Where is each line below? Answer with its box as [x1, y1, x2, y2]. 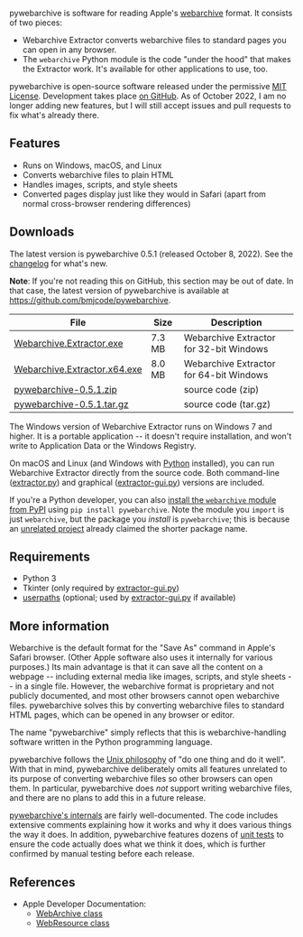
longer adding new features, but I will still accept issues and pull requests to [9, 100, 291, 111]
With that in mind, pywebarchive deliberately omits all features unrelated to [9, 764, 288, 775]
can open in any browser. [22, 44, 117, 55]
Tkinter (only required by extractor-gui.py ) [22, 582, 180, 594]
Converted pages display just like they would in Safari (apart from [22, 189, 266, 199]
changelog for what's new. [9, 257, 108, 269]
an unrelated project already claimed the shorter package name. [9, 523, 248, 533]
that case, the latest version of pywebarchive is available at [9, 284, 230, 296]
